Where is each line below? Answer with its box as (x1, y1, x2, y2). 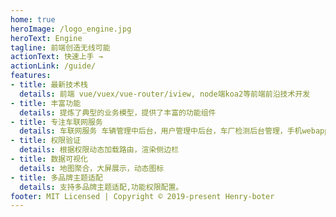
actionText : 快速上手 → (10, 52, 103, 62)
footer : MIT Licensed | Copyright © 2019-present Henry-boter (10, 191, 275, 201)
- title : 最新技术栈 (10, 80, 88, 90)
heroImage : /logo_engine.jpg (10, 24, 132, 34)
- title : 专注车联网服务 (10, 117, 103, 127)
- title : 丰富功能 (10, 98, 82, 108)
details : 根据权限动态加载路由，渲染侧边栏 (19, 145, 180, 155)
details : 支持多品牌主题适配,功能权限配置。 (19, 182, 184, 192)
